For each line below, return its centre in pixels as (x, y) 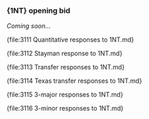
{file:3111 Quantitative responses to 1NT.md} (71, 40)
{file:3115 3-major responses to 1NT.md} (65, 95)
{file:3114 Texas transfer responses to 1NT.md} (74, 81)
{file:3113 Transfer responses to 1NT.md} (66, 67)
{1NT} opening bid (38, 11)
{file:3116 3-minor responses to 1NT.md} (65, 108)
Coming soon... (29, 26)
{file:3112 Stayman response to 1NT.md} (65, 53)
